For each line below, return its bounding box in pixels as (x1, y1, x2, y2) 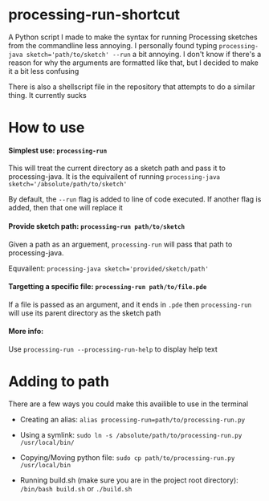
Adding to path (8, 373, 110, 391)
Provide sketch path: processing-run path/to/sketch (8, 221, 185, 230)
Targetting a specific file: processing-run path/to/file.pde (8, 282, 207, 291)
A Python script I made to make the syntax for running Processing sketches (8, 32, 259, 42)
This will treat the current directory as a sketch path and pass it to (8, 163, 226, 173)
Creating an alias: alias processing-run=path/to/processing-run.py (19, 414, 246, 424)
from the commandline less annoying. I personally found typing (8, 40, 218, 50)
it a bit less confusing (8, 66, 79, 75)
